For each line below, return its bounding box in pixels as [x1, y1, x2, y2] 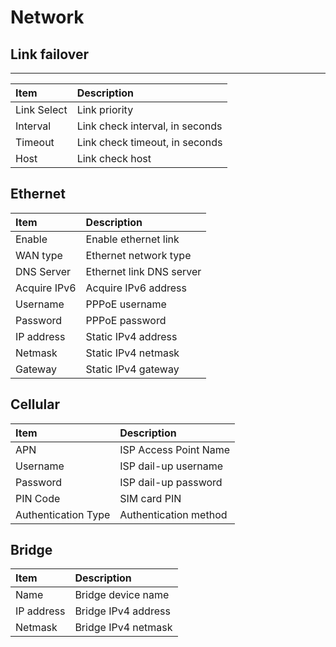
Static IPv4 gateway [85, 362, 180, 376]
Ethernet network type [85, 248, 192, 262]
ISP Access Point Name [119, 442, 231, 456]
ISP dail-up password [119, 475, 223, 489]
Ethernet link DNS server [85, 264, 202, 278]
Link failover [10, 46, 90, 63]
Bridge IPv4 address [74, 604, 171, 618]
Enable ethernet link [85, 232, 180, 246]
